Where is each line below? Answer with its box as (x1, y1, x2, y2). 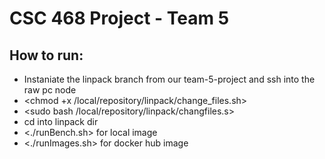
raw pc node (23, 84, 77, 96)
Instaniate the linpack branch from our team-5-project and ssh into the (23, 73, 316, 85)
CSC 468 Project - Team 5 (9, 7, 230, 30)
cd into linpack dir (23, 116, 99, 127)
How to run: (9, 47, 84, 64)
